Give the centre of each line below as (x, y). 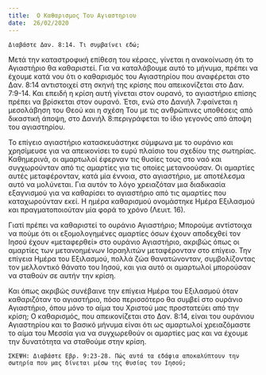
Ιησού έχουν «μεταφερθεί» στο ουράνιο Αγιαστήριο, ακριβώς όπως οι (124, 242)
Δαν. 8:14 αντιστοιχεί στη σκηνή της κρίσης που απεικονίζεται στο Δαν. (126, 85)
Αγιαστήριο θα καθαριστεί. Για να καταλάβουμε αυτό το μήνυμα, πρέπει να (133, 67)
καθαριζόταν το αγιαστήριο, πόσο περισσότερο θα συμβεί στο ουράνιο (125, 299)
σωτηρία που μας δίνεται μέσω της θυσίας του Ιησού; (97, 363)
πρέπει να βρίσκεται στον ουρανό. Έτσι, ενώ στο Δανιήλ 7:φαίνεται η (123, 101)
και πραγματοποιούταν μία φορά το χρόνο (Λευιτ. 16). (97, 209)
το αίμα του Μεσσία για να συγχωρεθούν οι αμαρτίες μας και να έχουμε (128, 333)
